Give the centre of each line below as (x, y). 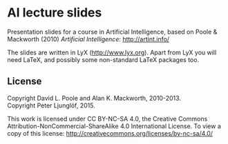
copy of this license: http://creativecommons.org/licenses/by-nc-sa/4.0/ (110, 133)
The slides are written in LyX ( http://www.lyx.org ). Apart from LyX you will (112, 52)
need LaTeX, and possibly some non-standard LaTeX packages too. (103, 59)
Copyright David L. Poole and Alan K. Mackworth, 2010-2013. (94, 98)
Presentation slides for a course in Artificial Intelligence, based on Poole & (112, 32)
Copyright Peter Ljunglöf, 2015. (51, 105)
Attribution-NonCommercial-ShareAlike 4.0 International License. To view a (114, 126)
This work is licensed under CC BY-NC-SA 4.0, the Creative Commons (107, 119)
